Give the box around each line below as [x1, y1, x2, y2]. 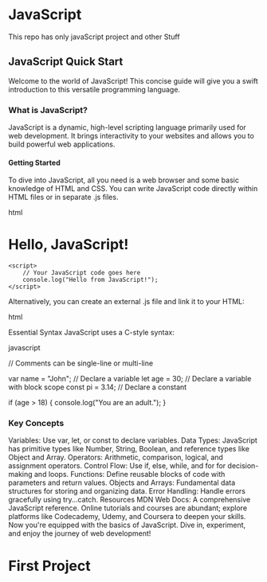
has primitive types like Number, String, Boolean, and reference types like [8, 444, 249, 454]
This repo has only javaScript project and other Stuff [8, 32, 181, 41]
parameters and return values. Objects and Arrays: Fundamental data [8, 478, 236, 487]
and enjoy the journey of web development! [8, 529, 151, 538]
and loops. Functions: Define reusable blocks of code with [33, 470, 226, 479]
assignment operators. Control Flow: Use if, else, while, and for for [8, 461, 226, 471]
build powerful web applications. [8, 139, 116, 149]
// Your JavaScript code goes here [22, 269, 141, 277]
